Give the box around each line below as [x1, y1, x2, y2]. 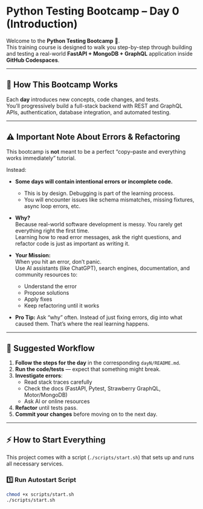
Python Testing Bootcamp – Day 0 [6, 4, 179, 18]
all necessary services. [6, 460, 63, 467]
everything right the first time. [14, 227, 89, 234]
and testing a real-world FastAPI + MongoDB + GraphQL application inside [6, 50, 193, 57]
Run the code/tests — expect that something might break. [14, 366, 161, 373]
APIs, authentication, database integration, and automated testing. [6, 108, 171, 116]
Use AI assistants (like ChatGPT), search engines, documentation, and [14, 264, 190, 272]
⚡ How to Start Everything [6, 435, 106, 445]
